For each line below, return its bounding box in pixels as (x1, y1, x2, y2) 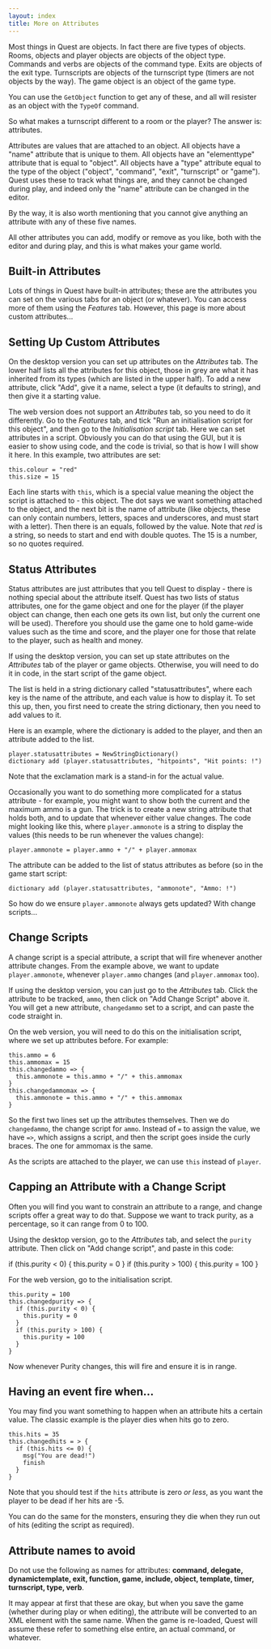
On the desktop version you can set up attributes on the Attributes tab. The (8, 357, 259, 367)
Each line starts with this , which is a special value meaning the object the (8, 487, 254, 497)
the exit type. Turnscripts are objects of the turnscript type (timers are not (8, 67, 255, 77)
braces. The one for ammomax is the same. (8, 1140, 154, 1150)
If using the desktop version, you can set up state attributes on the (8, 651, 231, 661)
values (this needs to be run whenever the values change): (8, 830, 205, 840)
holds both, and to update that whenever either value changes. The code (8, 813, 252, 822)
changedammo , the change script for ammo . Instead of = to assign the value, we (8, 1123, 260, 1133)
